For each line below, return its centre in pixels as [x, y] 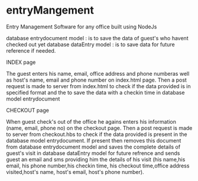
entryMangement [50, 10]
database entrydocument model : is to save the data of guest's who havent [97, 38]
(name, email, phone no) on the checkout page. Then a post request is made [99, 128]
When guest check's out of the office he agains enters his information [91, 121]
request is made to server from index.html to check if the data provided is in [98, 86]
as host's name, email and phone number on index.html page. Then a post [97, 80]
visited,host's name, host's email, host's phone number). [75, 172]
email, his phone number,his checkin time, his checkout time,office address [98, 166]
